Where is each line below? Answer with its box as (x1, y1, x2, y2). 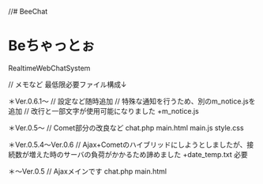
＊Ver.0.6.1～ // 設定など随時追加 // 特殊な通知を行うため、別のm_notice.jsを (8, 96, 256, 106)
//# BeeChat (8, 7, 48, 16)
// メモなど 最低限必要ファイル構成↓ (8, 79, 127, 89)
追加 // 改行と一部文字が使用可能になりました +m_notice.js (8, 106, 199, 115)
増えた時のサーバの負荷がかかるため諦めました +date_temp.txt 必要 (28, 149, 248, 159)
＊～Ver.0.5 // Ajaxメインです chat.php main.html (8, 166, 167, 176)
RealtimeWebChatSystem (8, 63, 91, 73)
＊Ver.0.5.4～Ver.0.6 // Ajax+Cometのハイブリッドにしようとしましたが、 (8, 140, 247, 149)
